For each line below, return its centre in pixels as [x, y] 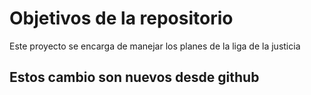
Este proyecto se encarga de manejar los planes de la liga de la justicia [155, 46]
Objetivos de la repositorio [121, 18]
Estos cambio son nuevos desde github [134, 77]
